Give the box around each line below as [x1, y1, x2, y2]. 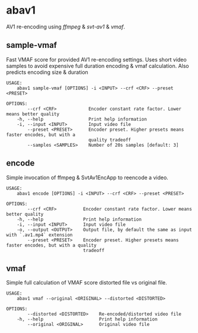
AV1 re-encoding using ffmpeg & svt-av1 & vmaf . [6, 23, 126, 30]
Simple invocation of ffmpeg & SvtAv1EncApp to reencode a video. [6, 174, 169, 181]
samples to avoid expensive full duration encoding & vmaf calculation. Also [6, 62, 190, 69]
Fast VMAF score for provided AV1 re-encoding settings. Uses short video [6, 56, 187, 63]
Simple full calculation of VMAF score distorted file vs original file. [6, 279, 167, 286]
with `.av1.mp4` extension [6, 232, 73, 238]
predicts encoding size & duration [6, 69, 89, 76]
